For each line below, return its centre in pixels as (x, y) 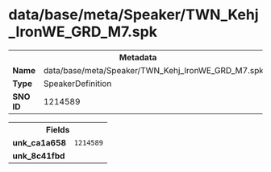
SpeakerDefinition (77, 84)
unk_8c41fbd (39, 156)
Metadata (138, 57)
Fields (58, 129)
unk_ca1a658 (40, 142)
